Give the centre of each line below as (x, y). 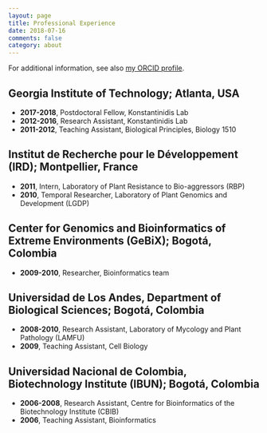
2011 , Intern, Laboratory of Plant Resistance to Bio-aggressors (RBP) (132, 186)
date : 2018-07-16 (37, 30)
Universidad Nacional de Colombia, (98, 371)
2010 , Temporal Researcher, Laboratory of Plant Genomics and (124, 195)
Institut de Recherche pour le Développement (124, 155)
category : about (35, 46)
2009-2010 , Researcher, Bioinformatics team (94, 272)
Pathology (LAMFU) (52, 338)
